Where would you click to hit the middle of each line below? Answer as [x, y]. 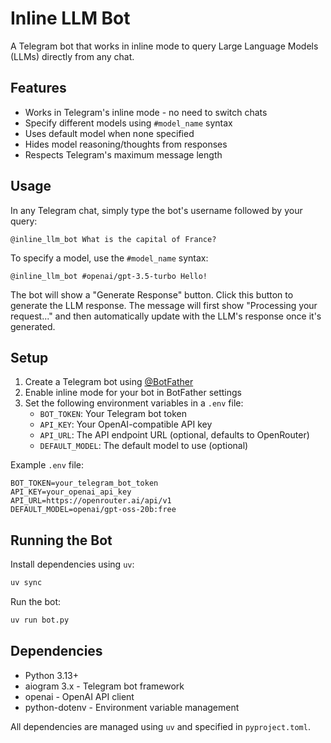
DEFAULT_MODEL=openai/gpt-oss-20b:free [93, 510]
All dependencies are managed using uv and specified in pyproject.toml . [160, 726]
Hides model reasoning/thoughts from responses [126, 144]
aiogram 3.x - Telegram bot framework [104, 686]
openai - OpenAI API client [79, 696]
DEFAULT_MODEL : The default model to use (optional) [144, 446]
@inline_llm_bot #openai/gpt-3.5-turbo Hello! [109, 276]
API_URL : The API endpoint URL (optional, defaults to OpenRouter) [174, 435]
